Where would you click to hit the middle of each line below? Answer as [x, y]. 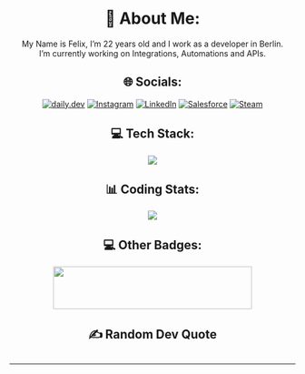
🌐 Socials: [152, 82]
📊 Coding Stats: [152, 189]
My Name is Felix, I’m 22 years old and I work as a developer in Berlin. [152, 44]
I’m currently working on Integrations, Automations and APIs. [152, 53]
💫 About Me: [152, 19]
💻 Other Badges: [152, 245]
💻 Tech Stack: [152, 134]
